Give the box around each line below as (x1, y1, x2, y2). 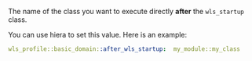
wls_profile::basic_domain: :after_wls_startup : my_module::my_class (8, 45, 241, 53)
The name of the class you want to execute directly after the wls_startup (8, 7, 245, 16)
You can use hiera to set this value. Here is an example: (8, 30, 188, 39)
